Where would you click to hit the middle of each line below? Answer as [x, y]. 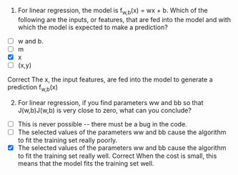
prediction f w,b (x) [33, 88]
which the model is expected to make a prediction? [93, 27]
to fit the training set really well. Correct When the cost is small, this [117, 156]
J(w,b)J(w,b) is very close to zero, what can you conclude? [104, 110]
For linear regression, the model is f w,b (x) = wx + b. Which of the [113, 11]
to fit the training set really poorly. [68, 140]
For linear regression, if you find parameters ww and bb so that [110, 102]
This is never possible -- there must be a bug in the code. [102, 124]
